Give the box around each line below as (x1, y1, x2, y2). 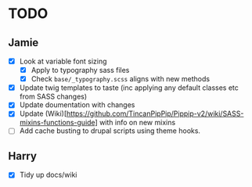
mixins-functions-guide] (19, 118, 98, 128)
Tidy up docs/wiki (19, 170, 77, 180)
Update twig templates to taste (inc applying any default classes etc (19, 83, 239, 92)
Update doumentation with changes (19, 100, 135, 110)
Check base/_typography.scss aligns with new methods (31, 74, 210, 84)
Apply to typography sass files (31, 66, 130, 75)
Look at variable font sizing (19, 56, 107, 66)
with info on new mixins (99, 118, 176, 128)
